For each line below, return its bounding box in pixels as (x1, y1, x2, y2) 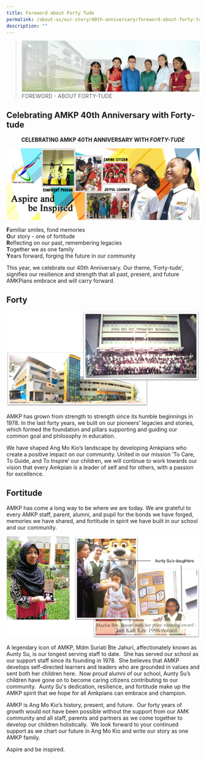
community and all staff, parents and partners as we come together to (6, 714, 183, 722)
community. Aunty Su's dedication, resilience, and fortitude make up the (6, 682, 191, 690)
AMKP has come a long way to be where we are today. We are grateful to (6, 504, 191, 511)
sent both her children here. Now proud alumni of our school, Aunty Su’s (6, 669, 191, 677)
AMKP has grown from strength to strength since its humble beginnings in (6, 413, 193, 420)
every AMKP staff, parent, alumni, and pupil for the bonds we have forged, (6, 511, 194, 518)
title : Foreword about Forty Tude (6, 10, 95, 16)
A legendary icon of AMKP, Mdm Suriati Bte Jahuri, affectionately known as (6, 644, 197, 651)
